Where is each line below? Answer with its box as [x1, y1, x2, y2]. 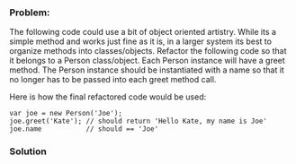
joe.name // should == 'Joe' [9, 125, 159, 134]
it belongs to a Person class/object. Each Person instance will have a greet [9, 56, 285, 66]
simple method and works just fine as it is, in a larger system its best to [9, 36, 273, 47]
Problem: [9, 6, 50, 19]
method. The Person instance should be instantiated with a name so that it [9, 65, 285, 75]
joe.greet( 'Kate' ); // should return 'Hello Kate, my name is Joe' [9, 117, 268, 126]
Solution [9, 145, 48, 158]
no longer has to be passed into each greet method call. [9, 74, 217, 85]
